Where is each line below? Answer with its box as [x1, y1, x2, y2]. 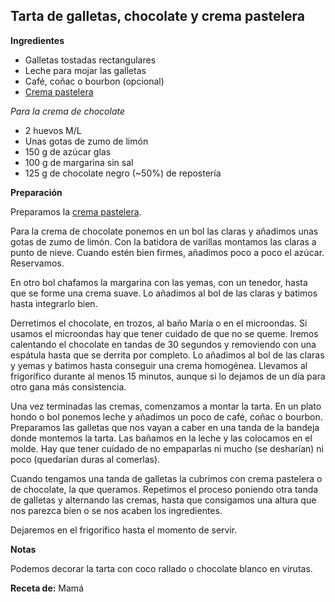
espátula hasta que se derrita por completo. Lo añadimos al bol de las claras [10, 349, 325, 361]
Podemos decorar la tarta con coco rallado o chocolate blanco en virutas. [10, 562, 313, 574]
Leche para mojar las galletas [24, 64, 147, 76]
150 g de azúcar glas [24, 145, 112, 158]
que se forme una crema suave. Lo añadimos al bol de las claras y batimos [10, 287, 318, 299]
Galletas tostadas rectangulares [24, 54, 157, 66]
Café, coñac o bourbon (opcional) [24, 75, 165, 87]
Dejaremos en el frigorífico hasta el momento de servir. [10, 524, 238, 536]
